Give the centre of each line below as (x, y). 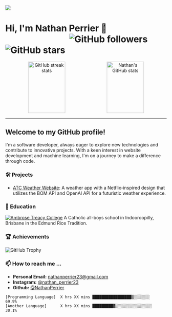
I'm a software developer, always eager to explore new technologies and (82, 144)
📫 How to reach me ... (34, 264)
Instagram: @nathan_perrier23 (46, 282)
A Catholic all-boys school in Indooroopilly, (109, 218)
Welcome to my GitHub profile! (56, 132)
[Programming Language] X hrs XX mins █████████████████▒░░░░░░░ (78, 297)
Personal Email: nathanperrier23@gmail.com (60, 276)
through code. (20, 161)
